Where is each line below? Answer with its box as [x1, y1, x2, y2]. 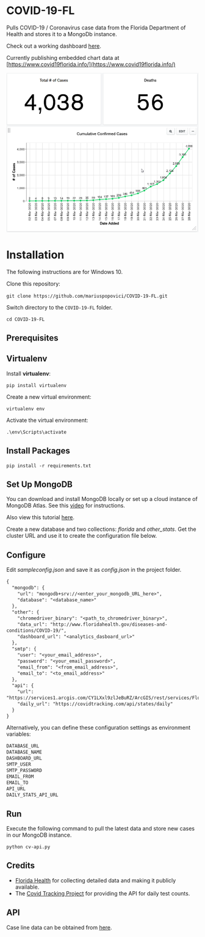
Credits [6, 861, 35, 871]
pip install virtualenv [6, 382, 67, 388]
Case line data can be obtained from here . [6, 924, 112, 931]
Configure [6, 550, 46, 560]
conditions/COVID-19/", [6, 628, 67, 634]
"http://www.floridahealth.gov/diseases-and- [49, 621, 168, 628]
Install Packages [6, 446, 70, 456]
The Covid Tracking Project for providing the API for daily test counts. [15, 889, 190, 897]
